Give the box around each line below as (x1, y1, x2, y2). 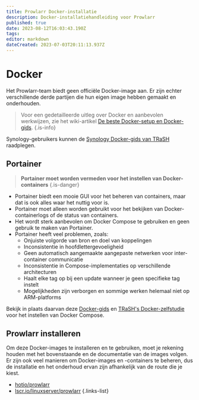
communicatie (48, 256, 83, 263)
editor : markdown (6, 36, 49, 42)
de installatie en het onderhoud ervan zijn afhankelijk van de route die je (6, 363, 183, 370)
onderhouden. (6, 99, 41, 107)
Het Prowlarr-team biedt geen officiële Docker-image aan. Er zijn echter (6, 87, 182, 94)
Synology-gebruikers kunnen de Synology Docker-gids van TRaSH (6, 135, 170, 143)
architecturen (23, 268, 57, 275)
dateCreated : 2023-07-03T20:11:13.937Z (6, 42, 105, 48)
